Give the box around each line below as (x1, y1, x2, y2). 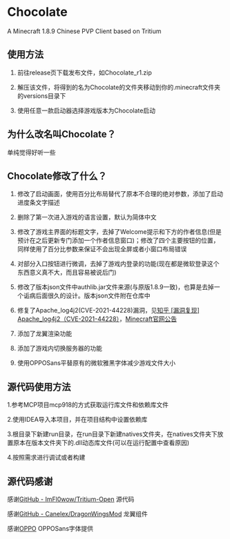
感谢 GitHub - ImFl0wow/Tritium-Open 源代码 (7, 495, 135, 503)
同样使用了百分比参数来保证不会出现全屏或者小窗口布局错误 (17, 245, 187, 253)
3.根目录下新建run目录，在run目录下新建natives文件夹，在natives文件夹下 (7, 430, 218, 438)
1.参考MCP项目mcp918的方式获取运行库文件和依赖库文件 (7, 401, 169, 409)
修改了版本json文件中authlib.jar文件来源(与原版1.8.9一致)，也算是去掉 (17, 283, 214, 291)
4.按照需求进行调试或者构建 (7, 453, 86, 462)
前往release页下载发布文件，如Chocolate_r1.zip (17, 68, 152, 77)
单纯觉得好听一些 (7, 148, 56, 156)
